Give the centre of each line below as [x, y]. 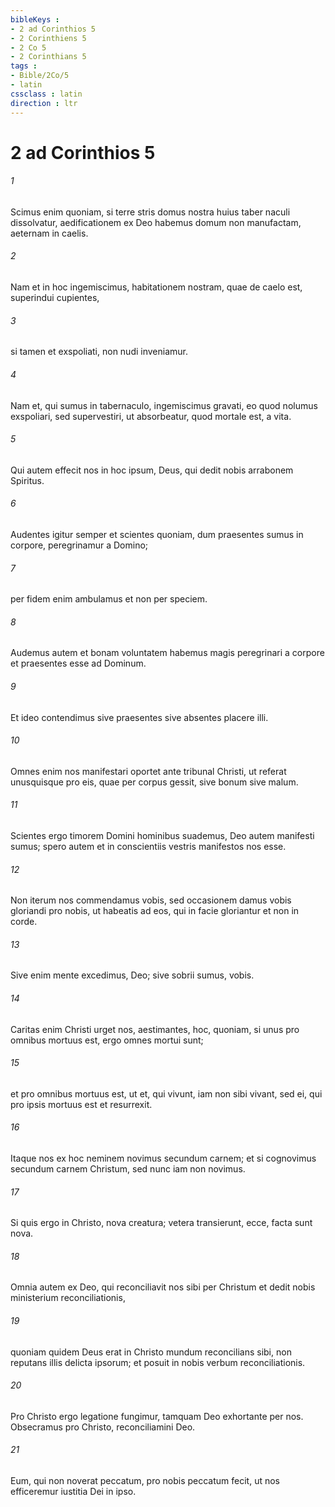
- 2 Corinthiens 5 [48, 38]
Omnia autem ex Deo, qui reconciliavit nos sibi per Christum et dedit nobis [163, 1287]
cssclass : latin [46, 94]
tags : [24, 66]
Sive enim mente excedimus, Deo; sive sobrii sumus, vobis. [132, 975]
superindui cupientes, [55, 298]
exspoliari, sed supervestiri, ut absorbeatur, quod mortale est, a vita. [151, 416]
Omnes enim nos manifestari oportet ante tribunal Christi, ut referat [148, 771]
